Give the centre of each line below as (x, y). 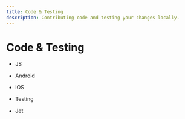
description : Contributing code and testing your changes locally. (93, 18)
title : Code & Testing (35, 12)
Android (25, 76)
